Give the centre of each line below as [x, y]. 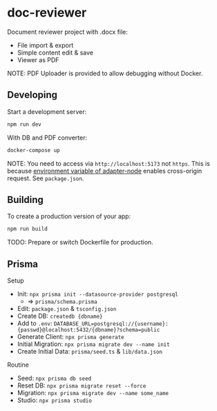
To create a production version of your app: [69, 216]
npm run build [28, 229]
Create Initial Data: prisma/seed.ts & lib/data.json [90, 351]
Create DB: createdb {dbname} [60, 316]
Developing [32, 95]
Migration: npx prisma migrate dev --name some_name [93, 393]
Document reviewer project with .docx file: [67, 32]
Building [25, 199]
